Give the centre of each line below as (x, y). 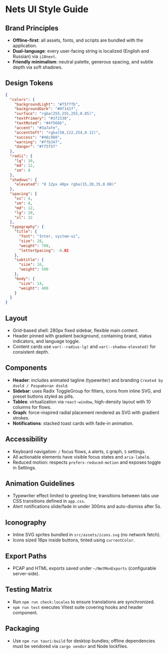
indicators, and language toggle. (46, 341)
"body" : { (25, 279)
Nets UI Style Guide (47, 9)
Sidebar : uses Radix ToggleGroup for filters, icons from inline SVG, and (87, 391)
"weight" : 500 (34, 269)
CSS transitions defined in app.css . (49, 501)
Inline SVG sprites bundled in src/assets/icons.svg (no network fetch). (87, 535)
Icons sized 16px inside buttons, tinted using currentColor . (74, 540)
